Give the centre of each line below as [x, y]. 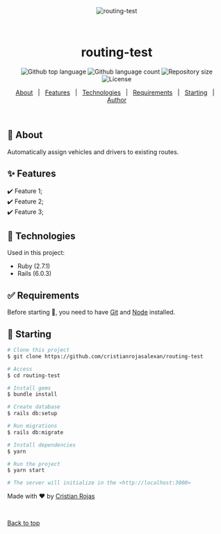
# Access [20, 369]
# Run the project [34, 464]
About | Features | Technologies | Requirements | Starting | [115, 92]
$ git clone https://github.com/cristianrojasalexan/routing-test [105, 356]
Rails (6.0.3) [34, 274]
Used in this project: [36, 253]
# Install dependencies [42, 445]
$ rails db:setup [32, 414]
